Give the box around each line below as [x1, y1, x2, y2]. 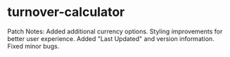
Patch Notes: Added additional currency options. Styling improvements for [7, 27, 223, 35]
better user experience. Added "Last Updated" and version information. [7, 34, 215, 42]
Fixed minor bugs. [7, 42, 60, 50]
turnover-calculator [7, 4, 125, 20]
